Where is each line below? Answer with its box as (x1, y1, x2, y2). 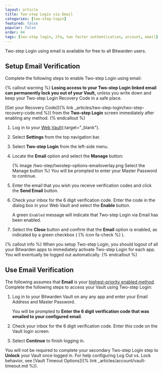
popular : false (5, 25, 36, 30)
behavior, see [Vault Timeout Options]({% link (5, 357, 97, 363)
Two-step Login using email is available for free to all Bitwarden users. (5, 48, 146, 54)
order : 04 (5, 30, 25, 35)
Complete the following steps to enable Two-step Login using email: (5, 75, 142, 81)
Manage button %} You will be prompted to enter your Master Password (12, 168, 157, 174)
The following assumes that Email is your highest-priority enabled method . (5, 279, 155, 285)
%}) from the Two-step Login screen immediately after (43, 110, 155, 116)
